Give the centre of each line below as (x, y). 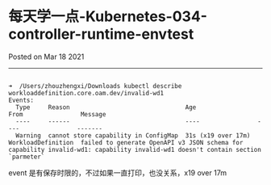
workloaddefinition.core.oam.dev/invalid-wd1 (86, 93)
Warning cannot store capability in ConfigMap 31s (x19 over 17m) (133, 135)
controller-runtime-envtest (101, 34)
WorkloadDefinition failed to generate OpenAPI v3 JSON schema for (126, 142)
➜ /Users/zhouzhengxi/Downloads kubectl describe (95, 86)
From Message (57, 114)
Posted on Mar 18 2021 (46, 57)
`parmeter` (27, 157)
